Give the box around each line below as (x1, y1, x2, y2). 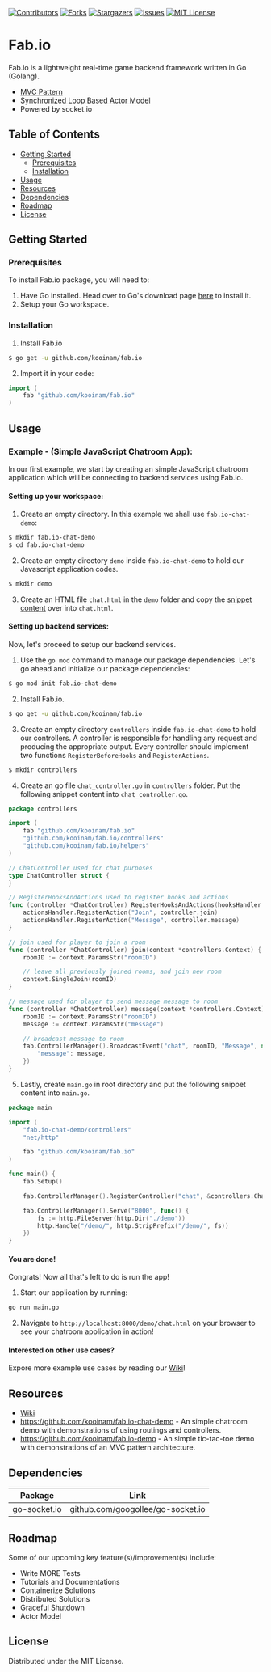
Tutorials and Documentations (19, 1577, 120, 1586)
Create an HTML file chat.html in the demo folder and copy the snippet (19, 595, 252, 604)
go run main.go (8, 1303, 60, 1312)
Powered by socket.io (19, 104, 93, 113)
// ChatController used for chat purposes (8, 864, 153, 872)
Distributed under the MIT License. (8, 1656, 124, 1666)
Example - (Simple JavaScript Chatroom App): (8, 446, 194, 457)
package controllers (8, 805, 78, 813)
